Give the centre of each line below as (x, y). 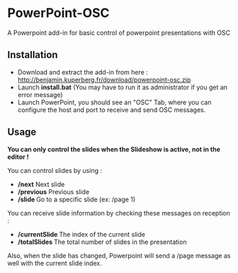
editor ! (18, 157)
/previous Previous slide (53, 191)
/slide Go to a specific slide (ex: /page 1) (76, 199)
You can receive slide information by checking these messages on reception (119, 213)
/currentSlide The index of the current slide (81, 234)
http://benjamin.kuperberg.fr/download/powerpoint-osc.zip (104, 79)
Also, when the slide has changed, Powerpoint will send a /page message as (119, 255)
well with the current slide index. (55, 263)
